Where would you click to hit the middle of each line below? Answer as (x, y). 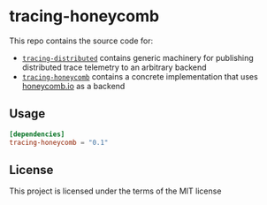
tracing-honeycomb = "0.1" (59, 142)
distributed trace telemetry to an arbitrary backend (114, 67)
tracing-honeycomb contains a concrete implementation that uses (140, 76)
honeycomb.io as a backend (73, 86)
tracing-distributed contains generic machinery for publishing (137, 57)
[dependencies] (37, 134)
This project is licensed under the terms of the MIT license (115, 191)
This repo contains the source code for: (81, 41)
